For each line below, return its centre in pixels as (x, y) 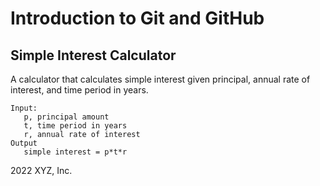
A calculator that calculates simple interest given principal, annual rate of (160, 79)
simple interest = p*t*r (75, 152)
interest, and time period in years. (79, 90)
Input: (24, 108)
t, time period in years (75, 126)
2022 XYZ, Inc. (41, 170)
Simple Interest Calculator (93, 55)
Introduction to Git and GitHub (137, 18)
